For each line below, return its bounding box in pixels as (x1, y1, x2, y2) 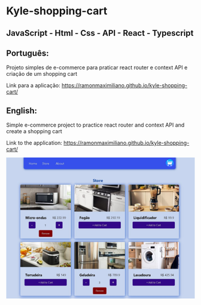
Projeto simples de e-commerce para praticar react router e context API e (6, 64, 188, 71)
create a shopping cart (6, 128, 62, 135)
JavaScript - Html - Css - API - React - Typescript (6, 28, 194, 38)
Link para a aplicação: (6, 82, 61, 89)
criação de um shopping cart (6, 70, 78, 78)
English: (6, 106, 38, 116)
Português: (6, 48, 49, 58)
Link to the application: (6, 139, 63, 147)
